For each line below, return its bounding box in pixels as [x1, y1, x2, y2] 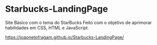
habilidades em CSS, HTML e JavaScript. [5, 24, 89, 30]
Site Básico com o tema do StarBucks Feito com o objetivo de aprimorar [5, 20, 152, 25]
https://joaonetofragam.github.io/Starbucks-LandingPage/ [5, 34, 124, 40]
